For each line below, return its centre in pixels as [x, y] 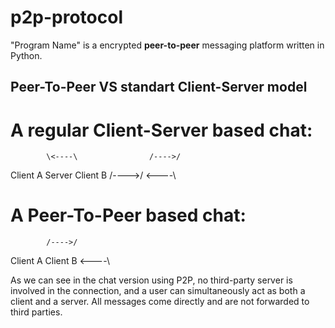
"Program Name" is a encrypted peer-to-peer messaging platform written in [167, 45]
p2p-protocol [66, 17]
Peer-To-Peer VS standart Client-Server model [159, 87]
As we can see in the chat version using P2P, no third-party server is [151, 280]
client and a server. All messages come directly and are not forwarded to [160, 302]
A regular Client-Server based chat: [161, 130]
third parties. [36, 312]
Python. [26, 55]
